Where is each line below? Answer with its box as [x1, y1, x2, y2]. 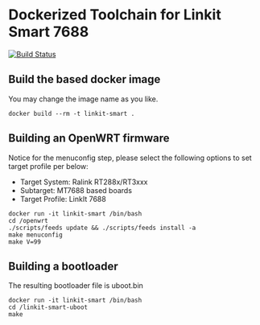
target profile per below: [8, 161, 89, 171]
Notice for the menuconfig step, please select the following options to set [8, 153, 252, 162]
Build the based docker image [8, 72, 161, 86]
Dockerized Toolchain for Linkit [8, 6, 221, 24]
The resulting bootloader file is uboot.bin [8, 281, 143, 290]
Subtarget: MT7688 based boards [19, 185, 133, 195]
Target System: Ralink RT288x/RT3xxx [19, 177, 148, 187]
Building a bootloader [8, 259, 118, 273]
